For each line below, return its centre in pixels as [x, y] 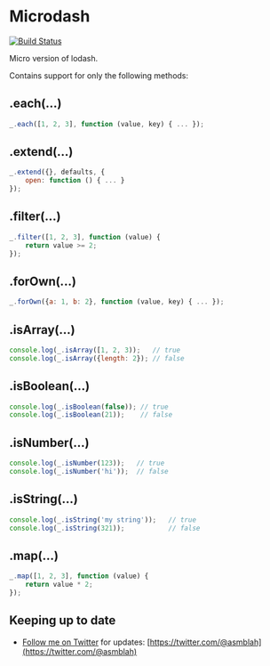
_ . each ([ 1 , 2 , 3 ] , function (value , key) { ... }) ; [107, 124]
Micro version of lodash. [54, 58]
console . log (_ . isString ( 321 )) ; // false [105, 528]
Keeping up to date [63, 621]
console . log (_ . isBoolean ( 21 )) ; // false [91, 415]
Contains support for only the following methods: [99, 75]
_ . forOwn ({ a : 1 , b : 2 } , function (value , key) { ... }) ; [117, 302]
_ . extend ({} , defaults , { [57, 172]
